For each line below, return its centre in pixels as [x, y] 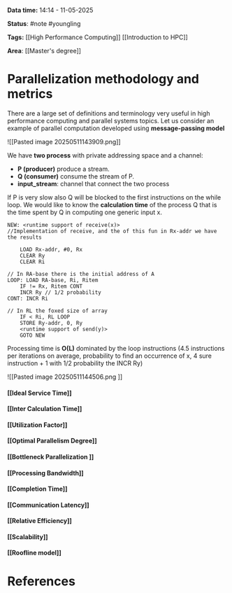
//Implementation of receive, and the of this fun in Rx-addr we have [112, 231]
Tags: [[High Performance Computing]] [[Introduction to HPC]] [98, 37]
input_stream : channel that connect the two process [93, 183]
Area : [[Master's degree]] [44, 51]
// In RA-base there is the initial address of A [81, 274]
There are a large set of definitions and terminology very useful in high [109, 113]
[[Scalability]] [28, 537]
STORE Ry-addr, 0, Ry [51, 323]
